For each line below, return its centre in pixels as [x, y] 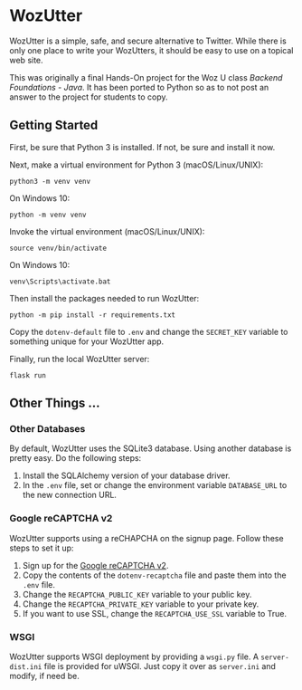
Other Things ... [55, 403]
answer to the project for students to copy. [89, 97]
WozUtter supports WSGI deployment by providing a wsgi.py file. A [134, 656]
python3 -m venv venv [50, 181]
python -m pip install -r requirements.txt [93, 315]
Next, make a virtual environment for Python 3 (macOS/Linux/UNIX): [137, 165]
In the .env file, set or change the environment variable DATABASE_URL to [155, 485]
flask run [28, 375]
